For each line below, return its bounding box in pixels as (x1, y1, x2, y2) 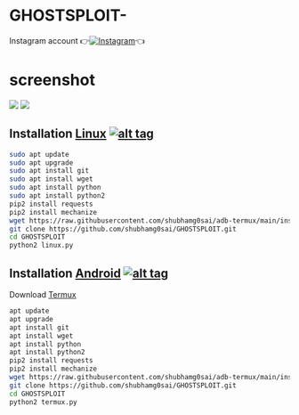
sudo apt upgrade (9, 158, 74, 167)
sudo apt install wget (9, 175, 93, 183)
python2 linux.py (9, 241, 74, 250)
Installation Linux (9, 126, 107, 142)
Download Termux (9, 289, 77, 299)
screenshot (9, 70, 96, 90)
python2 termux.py (9, 397, 77, 406)
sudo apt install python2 (9, 191, 105, 200)
